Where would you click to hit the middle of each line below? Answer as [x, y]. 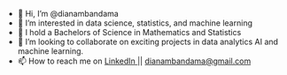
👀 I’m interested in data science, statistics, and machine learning [135, 23]
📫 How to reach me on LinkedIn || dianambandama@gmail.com [134, 61]
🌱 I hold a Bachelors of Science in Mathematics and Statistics [129, 32]
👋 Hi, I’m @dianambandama [68, 14]
